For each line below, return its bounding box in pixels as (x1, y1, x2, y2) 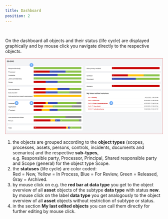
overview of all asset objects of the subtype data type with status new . (12, 187, 160, 193)
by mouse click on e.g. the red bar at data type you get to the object (12, 182, 154, 188)
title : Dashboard (5, 8, 41, 13)
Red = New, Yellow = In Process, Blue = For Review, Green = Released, (12, 171, 158, 177)
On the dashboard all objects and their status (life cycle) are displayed (5, 38, 149, 44)
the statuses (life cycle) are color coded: (12, 166, 97, 172)
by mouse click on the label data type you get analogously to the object (12, 192, 161, 198)
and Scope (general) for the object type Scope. (12, 160, 110, 166)
